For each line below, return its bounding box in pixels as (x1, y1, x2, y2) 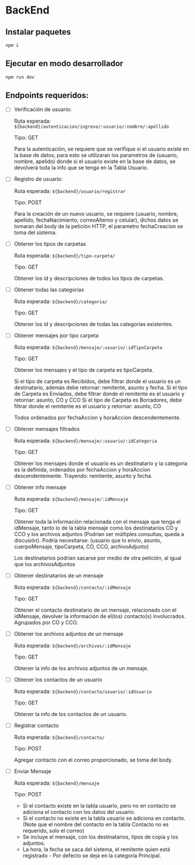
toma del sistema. (13, 229, 57, 236)
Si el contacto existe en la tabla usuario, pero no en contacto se (22, 802, 176, 809)
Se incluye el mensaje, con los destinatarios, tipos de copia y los (22, 833, 179, 840)
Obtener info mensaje (13, 483, 67, 490)
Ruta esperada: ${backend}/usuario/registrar (13, 187, 126, 194)
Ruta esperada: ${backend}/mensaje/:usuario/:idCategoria (13, 437, 158, 444)
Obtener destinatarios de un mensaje (13, 572, 104, 579)
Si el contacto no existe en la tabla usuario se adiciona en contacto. (22, 815, 186, 822)
